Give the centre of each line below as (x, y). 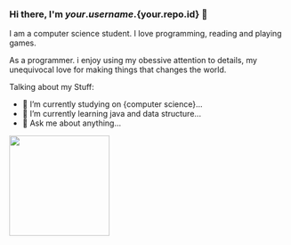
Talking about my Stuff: (52, 87)
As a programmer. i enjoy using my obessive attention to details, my (133, 61)
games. (23, 43)
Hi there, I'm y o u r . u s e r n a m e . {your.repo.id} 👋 (109, 14)
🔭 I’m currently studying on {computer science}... (112, 104)
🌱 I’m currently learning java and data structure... (112, 114)
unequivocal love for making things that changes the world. (118, 69)
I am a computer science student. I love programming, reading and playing (145, 34)
